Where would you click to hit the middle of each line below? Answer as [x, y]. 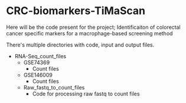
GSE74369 [37, 62]
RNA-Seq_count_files [40, 56]
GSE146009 [38, 75]
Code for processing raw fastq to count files [86, 94]
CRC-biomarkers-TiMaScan [76, 11]
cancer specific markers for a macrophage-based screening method [89, 33]
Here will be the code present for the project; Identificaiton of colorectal [94, 27]
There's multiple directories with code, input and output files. [80, 45]
